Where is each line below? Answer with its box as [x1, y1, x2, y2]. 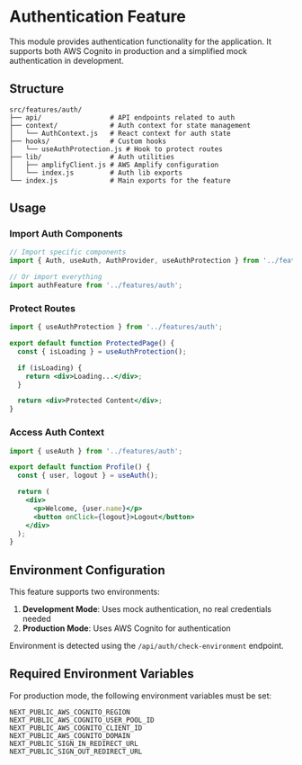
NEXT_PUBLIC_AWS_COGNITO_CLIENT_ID [9, 723, 143, 733]
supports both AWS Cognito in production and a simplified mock [9, 45, 247, 56]
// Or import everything [9, 273, 102, 282]
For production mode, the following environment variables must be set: [9, 690, 272, 701]
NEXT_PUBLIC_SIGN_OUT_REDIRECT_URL [9, 747, 143, 756]
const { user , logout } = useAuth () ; [17, 471, 159, 481]
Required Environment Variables [9, 666, 195, 681]
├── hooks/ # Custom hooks [9, 137, 167, 146]
